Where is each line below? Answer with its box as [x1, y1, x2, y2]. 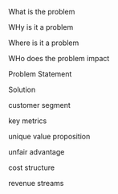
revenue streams [8, 179, 64, 188]
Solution [8, 85, 36, 94]
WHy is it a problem [8, 23, 74, 31]
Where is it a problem [8, 38, 79, 47]
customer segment [8, 101, 71, 109]
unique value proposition [8, 132, 91, 141]
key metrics [8, 116, 47, 126]
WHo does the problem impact [8, 54, 110, 63]
